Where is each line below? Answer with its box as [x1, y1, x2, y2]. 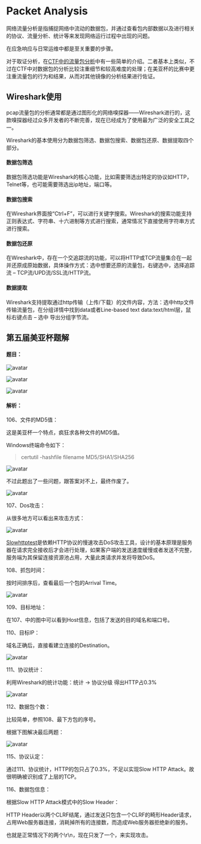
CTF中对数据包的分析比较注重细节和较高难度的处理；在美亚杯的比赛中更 [16, 65, 195, 72]
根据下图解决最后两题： [6, 728, 64, 736]
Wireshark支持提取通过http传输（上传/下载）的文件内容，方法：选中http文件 [6, 298, 194, 306]
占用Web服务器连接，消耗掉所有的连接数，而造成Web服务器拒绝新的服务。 [6, 819, 191, 826]
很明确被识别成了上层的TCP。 [6, 773, 80, 781]
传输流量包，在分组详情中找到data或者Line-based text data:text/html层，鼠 [6, 306, 191, 313]
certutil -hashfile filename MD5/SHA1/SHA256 [20, 454, 135, 461]
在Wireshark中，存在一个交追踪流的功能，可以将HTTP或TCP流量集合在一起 [6, 254, 193, 262]
